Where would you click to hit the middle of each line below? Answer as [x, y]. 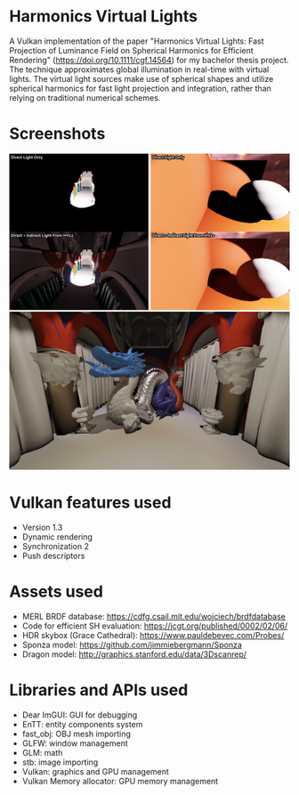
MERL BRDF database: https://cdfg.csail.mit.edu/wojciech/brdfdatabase [154, 616]
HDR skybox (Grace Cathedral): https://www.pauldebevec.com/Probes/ [153, 635]
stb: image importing [60, 762]
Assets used [57, 592]
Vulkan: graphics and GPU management [95, 771]
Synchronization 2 [55, 546]
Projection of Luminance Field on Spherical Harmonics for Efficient [131, 50]
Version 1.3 [42, 527]
